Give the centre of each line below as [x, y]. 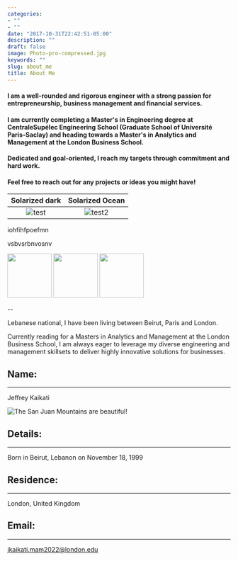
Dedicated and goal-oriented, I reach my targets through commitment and [119, 158]
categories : [25, 14]
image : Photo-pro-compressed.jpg [57, 54]
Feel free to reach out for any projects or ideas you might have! [102, 182]
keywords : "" [27, 60]
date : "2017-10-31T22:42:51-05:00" [60, 34]
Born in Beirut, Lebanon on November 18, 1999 [75, 458]
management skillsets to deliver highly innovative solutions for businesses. [116, 352]
